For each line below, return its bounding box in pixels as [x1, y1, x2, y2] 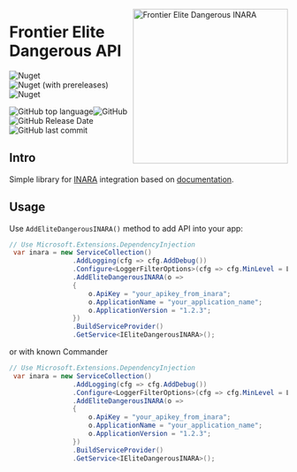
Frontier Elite [9, 22, 105, 42]
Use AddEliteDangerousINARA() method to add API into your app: [9, 223, 243, 233]
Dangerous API [9, 41, 122, 61]
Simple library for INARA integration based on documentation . [9, 173, 234, 185]
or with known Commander [9, 346, 109, 357]
